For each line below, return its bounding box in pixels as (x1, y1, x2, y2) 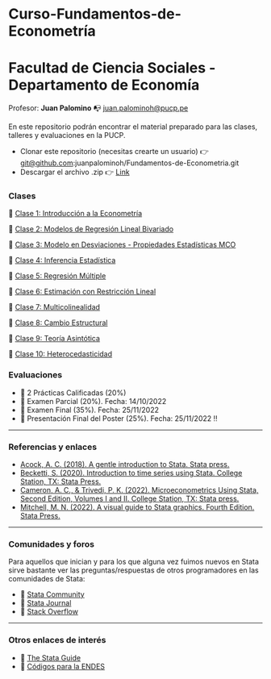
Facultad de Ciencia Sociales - (8, 59, 216, 77)
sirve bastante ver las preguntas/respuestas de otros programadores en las (8, 565, 260, 575)
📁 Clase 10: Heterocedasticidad (8, 349, 113, 359)
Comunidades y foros (8, 538, 95, 549)
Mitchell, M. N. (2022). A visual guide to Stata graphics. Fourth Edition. (19, 502, 255, 512)
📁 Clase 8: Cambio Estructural (8, 318, 108, 327)
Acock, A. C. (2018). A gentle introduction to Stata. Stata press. (19, 460, 230, 469)
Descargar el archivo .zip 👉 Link (19, 167, 131, 177)
